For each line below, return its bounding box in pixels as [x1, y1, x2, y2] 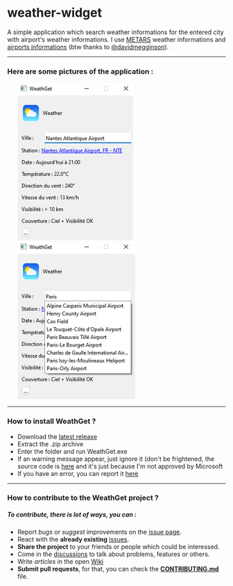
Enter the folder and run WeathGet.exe [17, 447, 128, 455]
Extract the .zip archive [17, 440, 84, 448]
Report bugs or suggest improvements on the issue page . [17, 528, 182, 537]
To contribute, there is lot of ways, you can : [7, 510, 137, 519]
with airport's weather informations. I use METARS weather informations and [7, 35, 226, 43]
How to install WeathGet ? [7, 416, 96, 426]
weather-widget [7, 5, 103, 21]
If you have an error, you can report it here [17, 469, 139, 477]
